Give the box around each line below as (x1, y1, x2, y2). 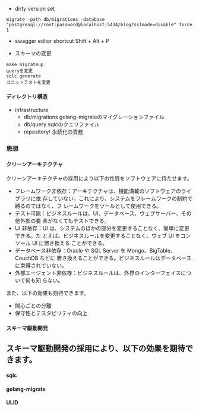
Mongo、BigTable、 (127, 247, 176, 254)
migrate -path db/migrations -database (6, 17, 105, 23)
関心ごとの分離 (14, 302, 52, 309)
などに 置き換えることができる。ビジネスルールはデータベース (39, 254, 192, 261)
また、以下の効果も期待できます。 (6, 289, 89, 297)
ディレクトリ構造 (6, 92, 48, 100)
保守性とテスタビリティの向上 (14, 310, 88, 317)
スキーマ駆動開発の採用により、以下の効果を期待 (6, 344, 185, 354)
